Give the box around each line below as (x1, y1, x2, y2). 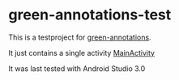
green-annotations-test (8, 6, 172, 24)
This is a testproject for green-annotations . (8, 32, 151, 42)
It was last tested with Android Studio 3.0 (8, 63, 146, 74)
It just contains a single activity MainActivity (8, 48, 156, 57)
